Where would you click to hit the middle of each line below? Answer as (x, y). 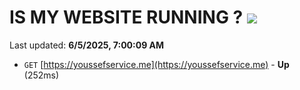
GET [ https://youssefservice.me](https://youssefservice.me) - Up (156, 64)
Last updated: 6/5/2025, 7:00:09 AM (87, 45)
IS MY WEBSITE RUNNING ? (126, 17)
